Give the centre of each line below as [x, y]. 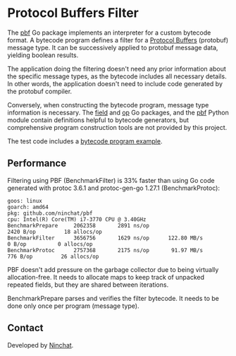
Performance [37, 164]
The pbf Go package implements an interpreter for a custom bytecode [109, 32]
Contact [25, 328]
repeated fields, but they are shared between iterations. [88, 285]
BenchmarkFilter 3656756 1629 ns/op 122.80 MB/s [105, 238]
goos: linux [25, 201]
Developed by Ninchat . [41, 345]
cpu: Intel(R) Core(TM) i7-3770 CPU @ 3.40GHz [77, 219]
